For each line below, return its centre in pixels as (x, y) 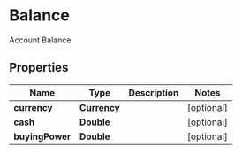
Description (154, 92)
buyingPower (42, 136)
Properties (39, 68)
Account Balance (40, 40)
